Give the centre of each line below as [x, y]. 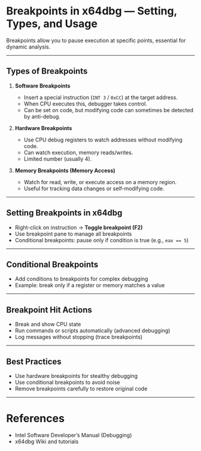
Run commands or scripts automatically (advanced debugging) [92, 330]
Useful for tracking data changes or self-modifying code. [94, 188]
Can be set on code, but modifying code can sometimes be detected [108, 110]
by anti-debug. [42, 116]
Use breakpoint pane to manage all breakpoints [73, 234]
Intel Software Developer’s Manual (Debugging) [73, 435]
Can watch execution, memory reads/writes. [78, 152]
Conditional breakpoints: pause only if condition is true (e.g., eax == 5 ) [102, 240]
